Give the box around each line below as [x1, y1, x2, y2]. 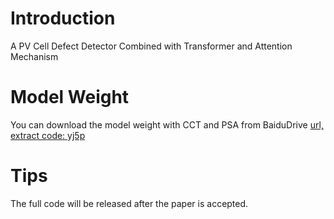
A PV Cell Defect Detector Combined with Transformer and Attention [10, 40, 293, 52]
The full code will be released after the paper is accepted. [10, 197, 249, 209]
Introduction [10, 7, 116, 30]
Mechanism [10, 50, 59, 62]
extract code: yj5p [10, 129, 86, 141]
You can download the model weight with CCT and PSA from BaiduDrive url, [10, 118, 324, 131]
